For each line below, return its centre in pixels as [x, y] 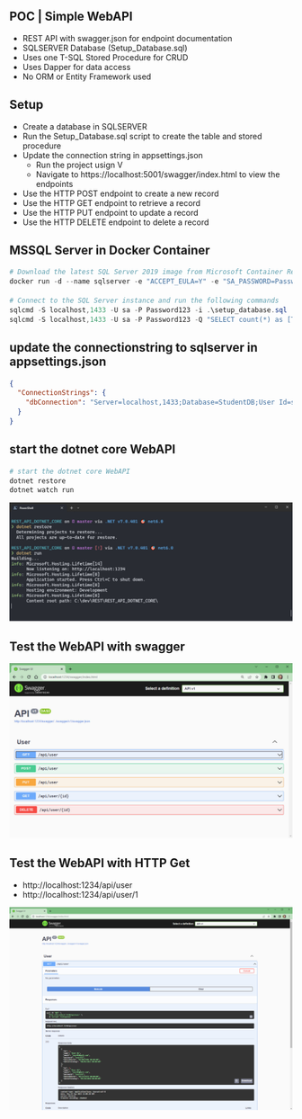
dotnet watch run [42, 490]
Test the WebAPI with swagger [98, 646]
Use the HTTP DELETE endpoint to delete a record [115, 222]
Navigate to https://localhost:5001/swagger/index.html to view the [158, 174]
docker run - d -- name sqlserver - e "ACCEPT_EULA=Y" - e [114, 282]
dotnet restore [38, 481]
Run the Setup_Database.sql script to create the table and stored [142, 136]
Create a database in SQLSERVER [85, 126]
